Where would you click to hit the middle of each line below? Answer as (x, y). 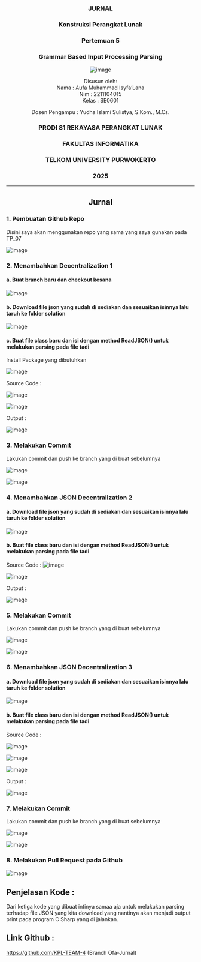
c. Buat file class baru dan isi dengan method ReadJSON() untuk (88, 340)
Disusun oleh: (100, 82)
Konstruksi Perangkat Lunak (100, 24)
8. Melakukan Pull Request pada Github (64, 860)
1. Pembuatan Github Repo (45, 219)
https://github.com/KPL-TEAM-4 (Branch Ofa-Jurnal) (71, 952)
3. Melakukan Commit (39, 445)
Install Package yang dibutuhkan (46, 360)
